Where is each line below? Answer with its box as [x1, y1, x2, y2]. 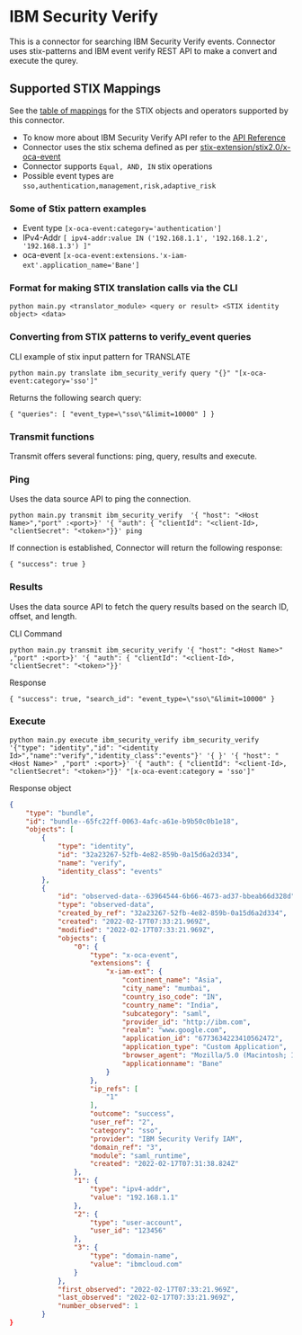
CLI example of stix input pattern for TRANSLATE [9, 351, 191, 361]
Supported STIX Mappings [9, 81, 162, 96]
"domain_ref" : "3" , [89, 1143, 164, 1152]
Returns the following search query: [9, 392, 142, 403]
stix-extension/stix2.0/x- [200, 141, 291, 152]
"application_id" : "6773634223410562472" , [121, 1034, 283, 1044]
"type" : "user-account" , [89, 1218, 182, 1227]
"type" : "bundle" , [25, 808, 94, 817]
